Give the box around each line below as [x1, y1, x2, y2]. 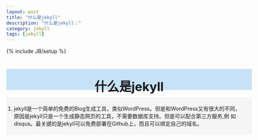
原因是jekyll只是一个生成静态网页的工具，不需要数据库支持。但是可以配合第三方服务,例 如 [14, 112, 236, 120]
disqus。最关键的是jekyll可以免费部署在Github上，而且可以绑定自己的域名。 [14, 120, 203, 127]
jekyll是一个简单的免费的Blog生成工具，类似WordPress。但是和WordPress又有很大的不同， [14, 105, 240, 112]
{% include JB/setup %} [6, 47, 66, 55]
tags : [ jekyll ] [6, 31, 45, 37]
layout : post [6, 8, 39, 15]
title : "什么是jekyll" [6, 14, 61, 20]
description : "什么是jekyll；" [6, 20, 82, 26]
